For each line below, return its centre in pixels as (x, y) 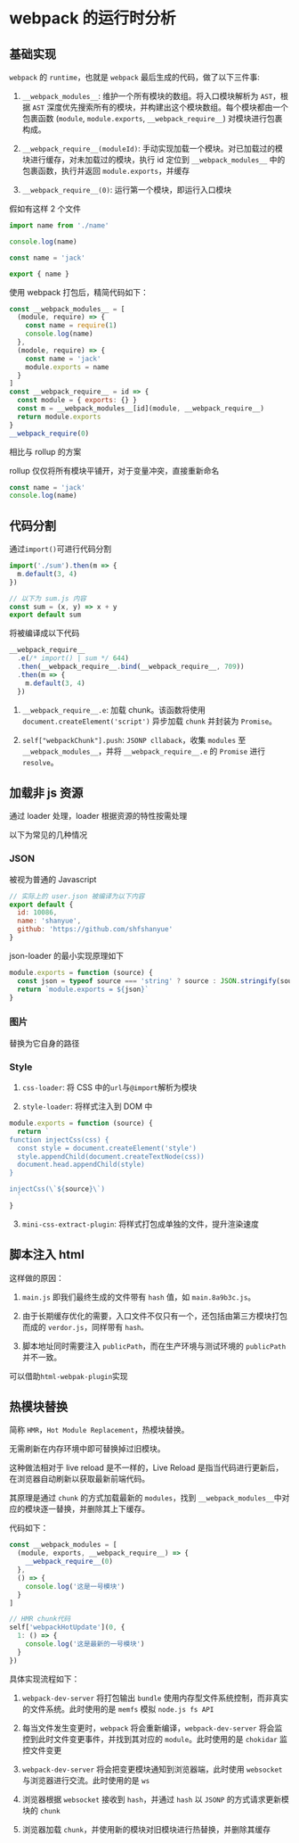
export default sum (45, 615)
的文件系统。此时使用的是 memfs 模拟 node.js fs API (118, 1708)
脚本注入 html (47, 1255)
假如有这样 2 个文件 (45, 209)
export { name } (39, 274)
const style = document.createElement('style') (107, 1148)
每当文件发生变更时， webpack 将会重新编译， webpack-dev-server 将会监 (152, 1728)
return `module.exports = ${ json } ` (83, 989)
